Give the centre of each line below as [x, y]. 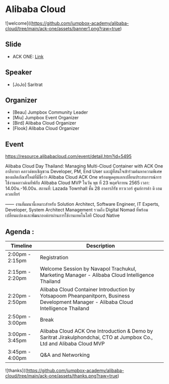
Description [101, 246]
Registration [54, 257]
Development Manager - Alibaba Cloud [87, 302]
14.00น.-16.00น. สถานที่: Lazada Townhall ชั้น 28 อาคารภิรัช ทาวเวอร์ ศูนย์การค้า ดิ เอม [84, 188]
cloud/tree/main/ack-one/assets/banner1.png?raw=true [63, 28]
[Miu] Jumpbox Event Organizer [46, 118]
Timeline [21, 246]
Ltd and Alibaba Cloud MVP [72, 343]
